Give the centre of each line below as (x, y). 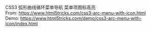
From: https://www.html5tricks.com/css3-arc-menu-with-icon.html (76, 13)
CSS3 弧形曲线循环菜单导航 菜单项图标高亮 (51, 7)
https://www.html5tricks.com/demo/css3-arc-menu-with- (81, 18)
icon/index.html (22, 23)
